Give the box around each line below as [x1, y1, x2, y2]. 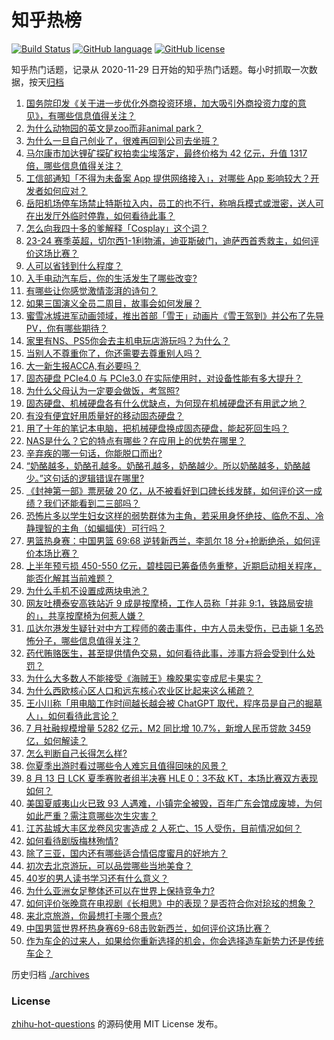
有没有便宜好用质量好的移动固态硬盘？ [25, 409, 184, 421]
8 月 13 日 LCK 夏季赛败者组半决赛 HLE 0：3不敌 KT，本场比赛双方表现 [25, 772, 319, 784]
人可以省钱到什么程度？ [25, 259, 123, 271]
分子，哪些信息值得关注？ [34, 634, 141, 646]
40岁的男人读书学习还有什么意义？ [25, 872, 169, 884]
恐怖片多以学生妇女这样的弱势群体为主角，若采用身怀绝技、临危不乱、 [25, 509, 316, 521]
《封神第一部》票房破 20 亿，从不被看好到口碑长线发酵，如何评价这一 [25, 484, 314, 496]
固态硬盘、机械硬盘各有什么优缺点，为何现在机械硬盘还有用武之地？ [25, 397, 307, 409]
